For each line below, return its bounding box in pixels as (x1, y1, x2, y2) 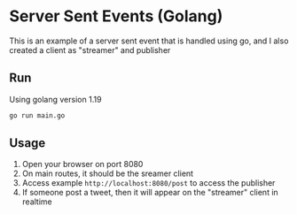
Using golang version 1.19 (9, 94, 102, 104)
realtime (21, 196, 52, 207)
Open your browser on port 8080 (21, 159, 144, 170)
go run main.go (9, 111, 66, 120)
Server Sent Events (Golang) (9, 6, 223, 27)
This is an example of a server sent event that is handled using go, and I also (9, 35, 289, 46)
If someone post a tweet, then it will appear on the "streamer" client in (21, 187, 279, 198)
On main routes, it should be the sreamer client (21, 168, 193, 179)
